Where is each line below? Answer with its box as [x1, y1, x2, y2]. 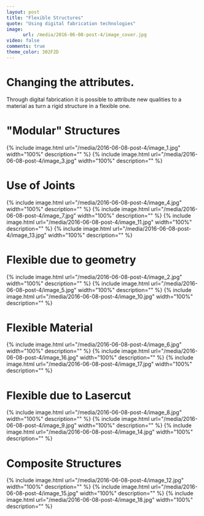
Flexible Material [6, 320, 93, 334]
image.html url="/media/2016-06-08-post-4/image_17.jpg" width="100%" [6, 360, 192, 368]
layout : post [6, 9, 40, 15]
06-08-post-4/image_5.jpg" [6, 286, 77, 293]
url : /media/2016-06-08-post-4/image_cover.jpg [22, 32, 147, 38]
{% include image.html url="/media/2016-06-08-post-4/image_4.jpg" [6, 199, 182, 206]
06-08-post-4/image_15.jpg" [6, 490, 79, 497]
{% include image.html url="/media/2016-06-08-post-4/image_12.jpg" [6, 477, 184, 484]
